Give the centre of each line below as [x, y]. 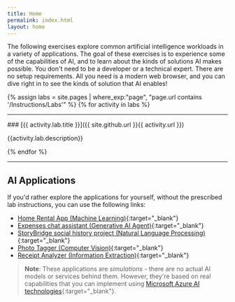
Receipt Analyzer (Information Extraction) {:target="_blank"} [103, 255]
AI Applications [41, 180]
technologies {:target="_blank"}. [70, 292]
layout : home [26, 27]
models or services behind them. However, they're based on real [117, 276]
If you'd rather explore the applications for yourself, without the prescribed [115, 197]
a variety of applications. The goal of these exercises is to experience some [116, 54]
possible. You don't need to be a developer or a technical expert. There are [115, 69]
